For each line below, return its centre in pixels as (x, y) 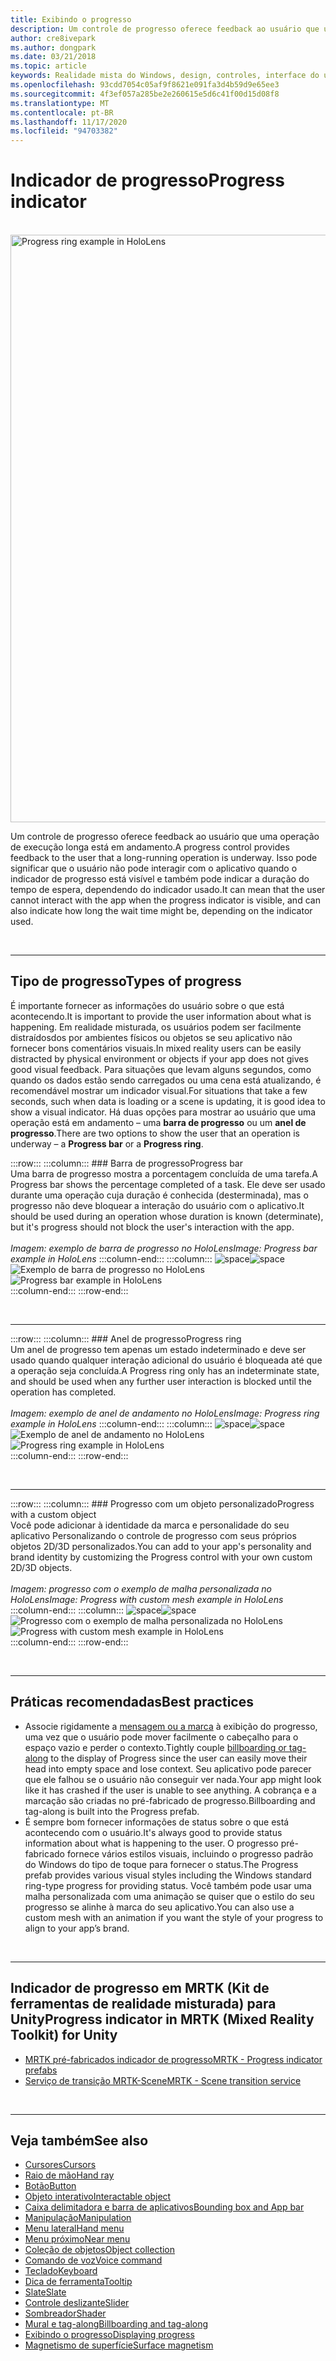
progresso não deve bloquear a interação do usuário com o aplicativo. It (157, 1205)
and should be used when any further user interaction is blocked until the (161, 1381)
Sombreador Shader (65, 2313)
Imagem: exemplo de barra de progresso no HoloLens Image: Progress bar (164, 1248)
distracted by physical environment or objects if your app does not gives (159, 1058)
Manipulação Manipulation (78, 2218)
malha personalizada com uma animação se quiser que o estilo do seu (169, 1896)
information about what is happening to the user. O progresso (151, 1843)
